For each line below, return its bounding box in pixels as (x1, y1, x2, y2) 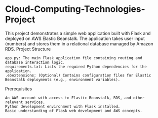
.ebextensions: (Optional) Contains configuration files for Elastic (5, 73, 152, 78)
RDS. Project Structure (5, 46, 51, 52)
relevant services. (5, 100, 45, 105)
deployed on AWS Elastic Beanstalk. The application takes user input (5, 36, 145, 41)
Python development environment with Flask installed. (5, 104, 120, 109)
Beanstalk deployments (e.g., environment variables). (5, 77, 120, 82)
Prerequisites (5, 85, 32, 92)
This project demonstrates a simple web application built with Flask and (5, 30, 151, 36)
